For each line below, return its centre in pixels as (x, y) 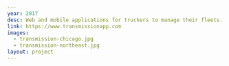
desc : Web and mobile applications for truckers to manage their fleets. (115, 20)
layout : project (30, 52)
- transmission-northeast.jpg (56, 45)
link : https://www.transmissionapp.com (64, 26)
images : (18, 33)
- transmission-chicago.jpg (54, 39)
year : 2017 (23, 13)
